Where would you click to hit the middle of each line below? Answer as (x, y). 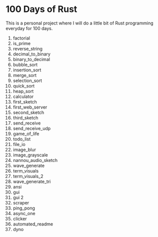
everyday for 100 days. (29, 28)
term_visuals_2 (28, 176)
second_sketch (28, 112)
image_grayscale (30, 155)
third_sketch (25, 117)
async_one (24, 213)
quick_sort (23, 85)
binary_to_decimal (31, 59)
